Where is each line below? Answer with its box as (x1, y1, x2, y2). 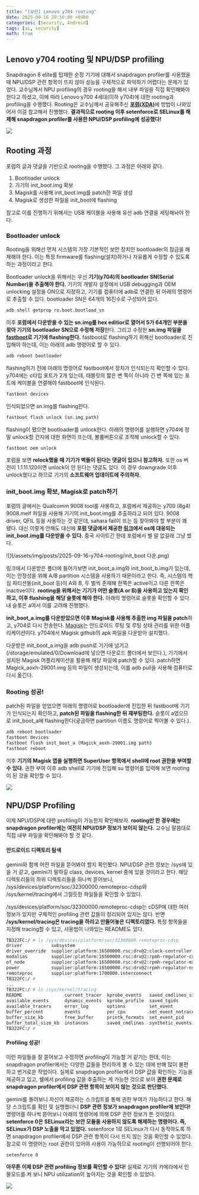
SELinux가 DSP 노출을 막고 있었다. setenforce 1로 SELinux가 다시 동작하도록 (6, 1125, 185, 1132)
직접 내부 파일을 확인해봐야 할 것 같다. (6, 832, 93, 839)
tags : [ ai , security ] (6, 25, 60, 31)
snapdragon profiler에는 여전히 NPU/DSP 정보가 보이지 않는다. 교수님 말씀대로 (6, 824, 191, 831)
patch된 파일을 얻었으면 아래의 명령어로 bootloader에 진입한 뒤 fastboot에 (6, 703, 179, 710)
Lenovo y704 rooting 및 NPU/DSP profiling (6, 54, 165, 64)
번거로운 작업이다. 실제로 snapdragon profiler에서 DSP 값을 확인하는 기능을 (17, 1068, 193, 1075)
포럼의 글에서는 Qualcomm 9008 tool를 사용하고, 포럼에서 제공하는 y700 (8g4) (6, 502, 191, 509)
